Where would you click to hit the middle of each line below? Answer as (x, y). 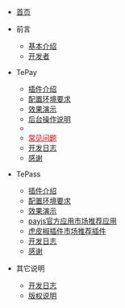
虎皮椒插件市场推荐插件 (67, 231)
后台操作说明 (49, 119)
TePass (28, 174)
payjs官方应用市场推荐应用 (72, 221)
